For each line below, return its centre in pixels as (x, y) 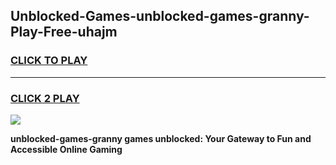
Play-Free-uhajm (64, 32)
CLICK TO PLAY (49, 61)
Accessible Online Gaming (66, 149)
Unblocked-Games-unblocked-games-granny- (160, 16)
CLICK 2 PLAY (45, 98)
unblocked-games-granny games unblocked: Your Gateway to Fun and (161, 138)
